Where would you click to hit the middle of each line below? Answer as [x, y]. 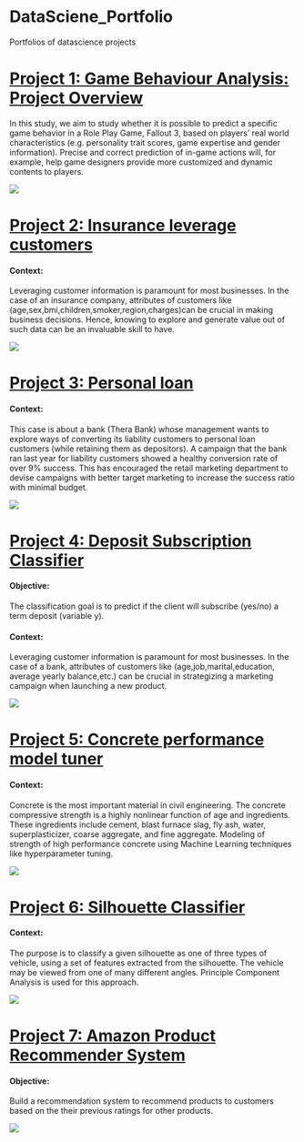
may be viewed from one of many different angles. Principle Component [145, 973]
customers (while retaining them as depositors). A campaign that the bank [148, 449]
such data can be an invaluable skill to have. [92, 329]
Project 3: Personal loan [101, 383]
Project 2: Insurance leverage [123, 226]
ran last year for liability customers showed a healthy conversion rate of [144, 458]
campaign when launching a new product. [88, 686]
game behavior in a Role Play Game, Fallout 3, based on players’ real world [149, 133]
